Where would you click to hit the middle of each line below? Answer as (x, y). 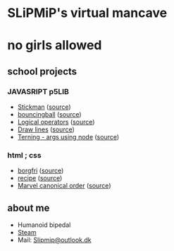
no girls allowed (55, 46)
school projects (42, 71)
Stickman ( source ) (44, 107)
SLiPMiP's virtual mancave (87, 13)
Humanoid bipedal (44, 225)
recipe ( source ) (40, 178)
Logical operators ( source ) (56, 122)
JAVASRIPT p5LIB (38, 91)
